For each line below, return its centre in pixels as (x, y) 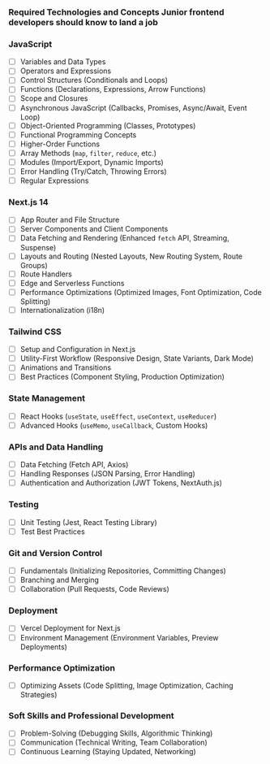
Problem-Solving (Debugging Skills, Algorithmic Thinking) (116, 733)
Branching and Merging (60, 580)
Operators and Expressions (66, 71)
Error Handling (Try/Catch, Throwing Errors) (93, 171)
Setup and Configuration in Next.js (78, 349)
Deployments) (43, 647)
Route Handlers (46, 274)
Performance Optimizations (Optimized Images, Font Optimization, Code (141, 292)
